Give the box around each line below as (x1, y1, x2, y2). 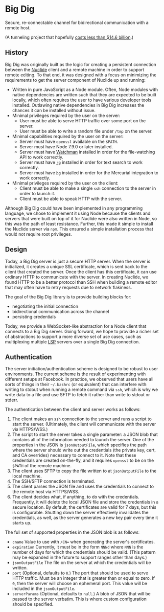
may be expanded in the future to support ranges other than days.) (12, 554, 147, 561)
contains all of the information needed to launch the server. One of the (12, 437, 154, 443)
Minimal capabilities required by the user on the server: (12, 133, 124, 139)
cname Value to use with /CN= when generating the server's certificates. (12, 539, 155, 545)
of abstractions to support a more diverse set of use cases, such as (5, 334, 141, 340)
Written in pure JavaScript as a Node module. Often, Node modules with (12, 87, 158, 92)
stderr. (5, 397, 19, 403)
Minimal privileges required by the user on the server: (12, 113, 121, 118)
